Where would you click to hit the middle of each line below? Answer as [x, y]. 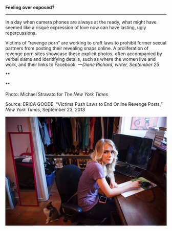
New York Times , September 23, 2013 [45, 110]
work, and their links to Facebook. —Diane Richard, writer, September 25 [82, 64]
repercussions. [21, 33]
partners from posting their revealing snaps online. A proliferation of [77, 48]
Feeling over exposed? [30, 7]
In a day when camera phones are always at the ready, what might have [81, 22]
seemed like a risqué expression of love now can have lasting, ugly [76, 27]
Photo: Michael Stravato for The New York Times [57, 94]
